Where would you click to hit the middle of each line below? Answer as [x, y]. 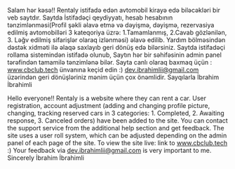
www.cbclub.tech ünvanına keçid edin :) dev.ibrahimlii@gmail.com [103, 70]
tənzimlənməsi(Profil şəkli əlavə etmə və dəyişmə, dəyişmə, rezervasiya [111, 25]
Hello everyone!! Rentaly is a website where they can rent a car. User [107, 98]
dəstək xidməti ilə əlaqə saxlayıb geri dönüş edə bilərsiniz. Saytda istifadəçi [116, 47]
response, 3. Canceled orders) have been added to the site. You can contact [117, 121]
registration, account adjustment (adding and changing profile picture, [109, 106]
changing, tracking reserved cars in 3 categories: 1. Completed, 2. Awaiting [116, 113]
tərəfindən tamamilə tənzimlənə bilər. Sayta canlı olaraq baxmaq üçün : [110, 62]
